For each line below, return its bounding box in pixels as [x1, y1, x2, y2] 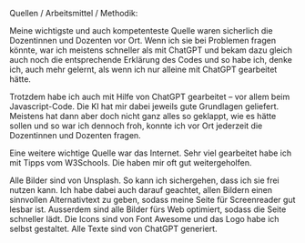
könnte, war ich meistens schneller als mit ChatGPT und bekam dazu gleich [9, 45, 293, 56]
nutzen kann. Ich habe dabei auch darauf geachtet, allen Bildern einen [9, 185, 273, 195]
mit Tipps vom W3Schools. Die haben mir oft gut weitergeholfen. [9, 157, 252, 167]
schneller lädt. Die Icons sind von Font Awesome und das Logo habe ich [9, 214, 280, 224]
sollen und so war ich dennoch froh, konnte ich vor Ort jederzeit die [9, 120, 263, 131]
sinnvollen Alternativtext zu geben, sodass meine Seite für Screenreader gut [9, 195, 296, 205]
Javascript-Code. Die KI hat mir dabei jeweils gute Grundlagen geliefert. [9, 101, 280, 112]
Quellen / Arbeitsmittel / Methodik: [9, 8, 138, 18]
